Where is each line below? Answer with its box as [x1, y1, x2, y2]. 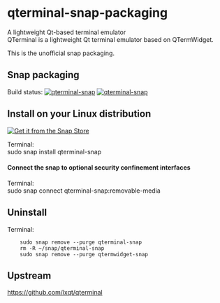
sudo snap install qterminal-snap [7, 147, 102, 156]
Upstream [7, 269, 52, 281]
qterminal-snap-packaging [7, 5, 168, 21]
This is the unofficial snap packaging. [7, 49, 115, 57]
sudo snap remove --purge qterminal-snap [20, 239, 142, 246]
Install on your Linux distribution [7, 108, 152, 120]
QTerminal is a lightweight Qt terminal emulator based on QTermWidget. [7, 35, 214, 43]
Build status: [7, 87, 43, 96]
